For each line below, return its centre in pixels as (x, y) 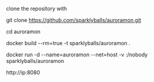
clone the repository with (36, 9)
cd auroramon (23, 31)
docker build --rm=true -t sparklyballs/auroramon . (68, 43)
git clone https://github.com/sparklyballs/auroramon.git (74, 20)
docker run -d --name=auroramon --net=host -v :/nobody (77, 55)
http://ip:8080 (23, 72)
